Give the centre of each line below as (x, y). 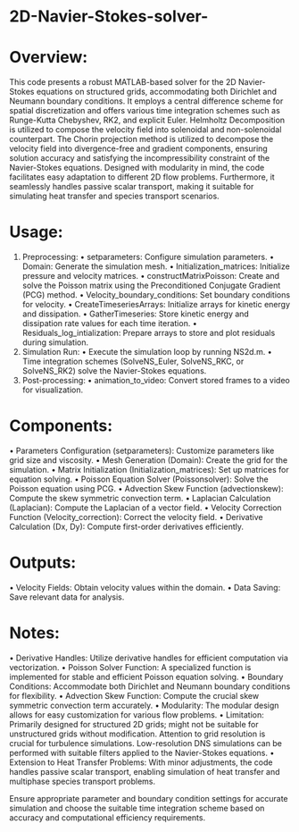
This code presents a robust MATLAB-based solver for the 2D (123, 82)
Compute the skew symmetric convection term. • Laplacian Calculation (140, 498)
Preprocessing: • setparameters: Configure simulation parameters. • (148, 257)
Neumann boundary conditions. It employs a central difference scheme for (146, 101)
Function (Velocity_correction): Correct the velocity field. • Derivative (136, 517)
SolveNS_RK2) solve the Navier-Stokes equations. (114, 371)
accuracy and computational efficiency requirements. (108, 817)
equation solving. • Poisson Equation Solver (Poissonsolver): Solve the (139, 479)
